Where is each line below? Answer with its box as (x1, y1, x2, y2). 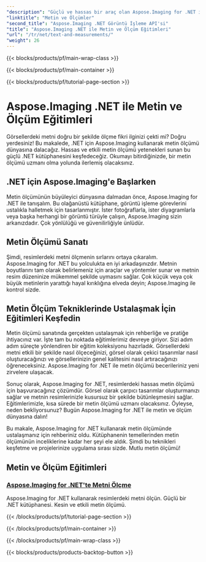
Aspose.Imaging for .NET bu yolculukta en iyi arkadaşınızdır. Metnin (6, 260, 177, 267)
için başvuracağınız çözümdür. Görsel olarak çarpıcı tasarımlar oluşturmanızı (6, 387, 200, 395)
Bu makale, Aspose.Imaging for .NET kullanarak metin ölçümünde (6, 425, 172, 433)
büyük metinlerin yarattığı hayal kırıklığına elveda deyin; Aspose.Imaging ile (6, 279, 196, 287)
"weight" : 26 (6, 37, 40, 44)
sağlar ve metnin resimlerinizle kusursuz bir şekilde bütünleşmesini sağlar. (6, 393, 194, 401)
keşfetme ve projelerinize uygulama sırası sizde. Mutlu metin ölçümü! (6, 444, 181, 452)
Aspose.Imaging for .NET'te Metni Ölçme (6, 480, 132, 489)
